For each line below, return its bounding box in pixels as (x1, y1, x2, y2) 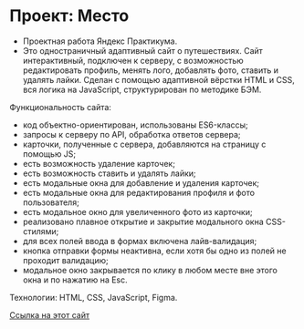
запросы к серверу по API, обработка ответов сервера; (22, 129, 241, 139)
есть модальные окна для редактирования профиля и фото (22, 187, 256, 198)
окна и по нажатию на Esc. (22, 274, 128, 285)
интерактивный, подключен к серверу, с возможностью (22, 55, 244, 66)
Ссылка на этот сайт (9, 309, 89, 320)
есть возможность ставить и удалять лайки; (22, 168, 196, 179)
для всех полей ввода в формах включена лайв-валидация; (22, 235, 257, 246)
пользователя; (22, 197, 79, 208)
